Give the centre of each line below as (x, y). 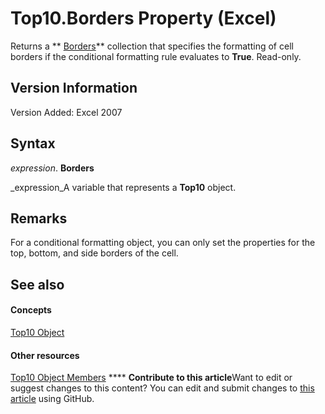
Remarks (39, 218)
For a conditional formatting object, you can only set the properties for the (163, 243)
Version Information (74, 88)
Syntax (33, 143)
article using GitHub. (52, 399)
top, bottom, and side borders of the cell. (94, 253)
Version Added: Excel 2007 (66, 112)
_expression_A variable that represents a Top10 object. (123, 187)
